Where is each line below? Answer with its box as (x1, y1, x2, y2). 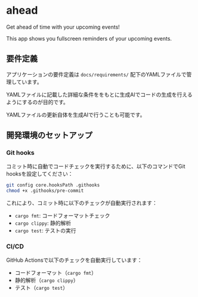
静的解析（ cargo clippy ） (14, 277, 79, 284)
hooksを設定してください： (6, 170, 73, 177)
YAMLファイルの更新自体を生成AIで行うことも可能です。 (6, 111, 146, 118)
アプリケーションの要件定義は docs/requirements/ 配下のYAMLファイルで (6, 71, 187, 78)
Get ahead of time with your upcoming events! (6, 23, 120, 30)
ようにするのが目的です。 (6, 98, 69, 105)
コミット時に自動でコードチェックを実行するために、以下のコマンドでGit (6, 163, 185, 170)
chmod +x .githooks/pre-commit (6, 188, 84, 194)
